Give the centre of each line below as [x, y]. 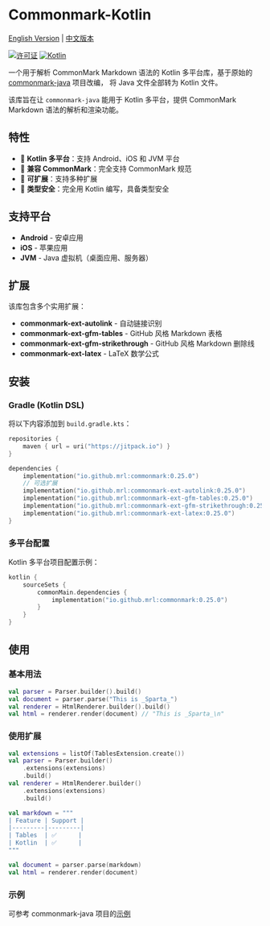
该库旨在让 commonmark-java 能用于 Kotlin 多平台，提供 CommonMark [123, 99]
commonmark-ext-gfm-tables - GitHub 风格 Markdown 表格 [121, 334]
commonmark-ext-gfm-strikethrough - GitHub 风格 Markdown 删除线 [137, 343]
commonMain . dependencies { [82, 592]
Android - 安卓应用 [51, 237]
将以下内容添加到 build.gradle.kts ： [70, 424]
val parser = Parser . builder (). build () [75, 691]
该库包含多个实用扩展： [47, 306]
